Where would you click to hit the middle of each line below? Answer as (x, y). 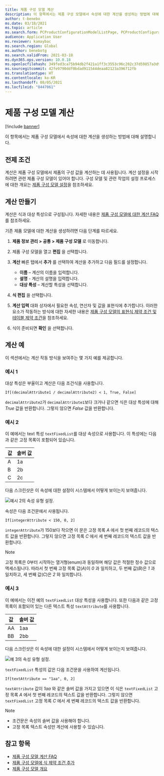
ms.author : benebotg (26, 50)
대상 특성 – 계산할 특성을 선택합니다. (53, 285)
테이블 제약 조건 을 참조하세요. (40, 318)
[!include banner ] (22, 127)
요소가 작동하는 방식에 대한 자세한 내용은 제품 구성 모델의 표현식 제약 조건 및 (84, 312)
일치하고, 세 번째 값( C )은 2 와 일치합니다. (44, 575)
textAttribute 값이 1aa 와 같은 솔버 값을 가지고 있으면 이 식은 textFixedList (79, 688)
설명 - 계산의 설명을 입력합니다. (49, 279)
